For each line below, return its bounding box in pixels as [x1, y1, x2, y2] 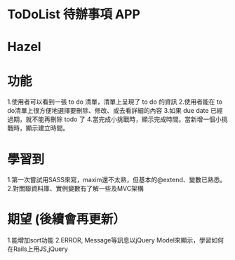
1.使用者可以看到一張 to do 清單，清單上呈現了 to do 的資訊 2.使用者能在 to [7, 97, 223, 106]
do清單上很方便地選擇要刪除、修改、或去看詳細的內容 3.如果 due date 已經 [7, 107, 223, 115]
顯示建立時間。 [25, 124, 69, 132]
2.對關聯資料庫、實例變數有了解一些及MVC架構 [7, 184, 144, 193]
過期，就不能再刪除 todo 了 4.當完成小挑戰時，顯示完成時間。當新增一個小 [7, 115, 222, 123]
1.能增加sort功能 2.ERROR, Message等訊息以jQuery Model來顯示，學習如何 [7, 236, 224, 245]
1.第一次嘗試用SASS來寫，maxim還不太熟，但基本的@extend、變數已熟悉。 [7, 176, 227, 184]
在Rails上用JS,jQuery [7, 245, 68, 253]
